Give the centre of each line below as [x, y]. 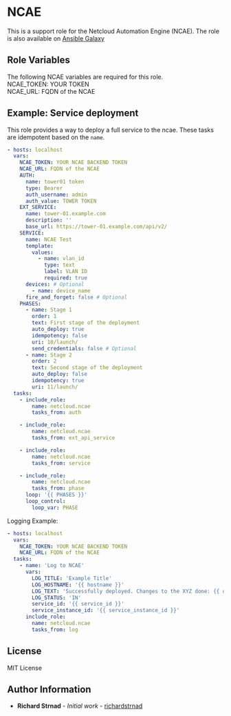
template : [39, 246]
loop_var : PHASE [55, 508]
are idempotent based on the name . [56, 137]
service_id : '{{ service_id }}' [78, 604]
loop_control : [46, 501]
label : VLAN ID [66, 272]
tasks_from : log [55, 629]
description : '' [48, 220]
